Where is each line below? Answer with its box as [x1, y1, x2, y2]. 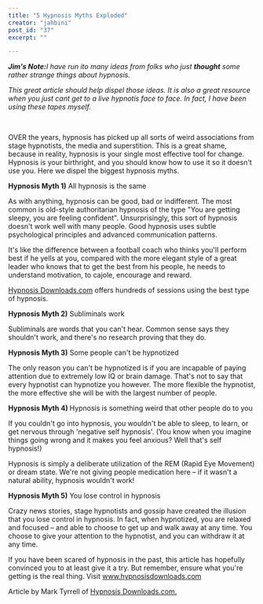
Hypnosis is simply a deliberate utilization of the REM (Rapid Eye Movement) [8, 459, 255, 469]
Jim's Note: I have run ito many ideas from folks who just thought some [8, 62, 241, 72]
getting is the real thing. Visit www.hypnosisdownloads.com [8, 572, 202, 581]
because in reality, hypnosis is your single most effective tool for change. [8, 149, 245, 159]
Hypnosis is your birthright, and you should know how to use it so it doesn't [8, 158, 253, 168]
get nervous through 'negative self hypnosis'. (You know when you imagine [8, 427, 252, 436]
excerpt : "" [8, 33, 47, 42]
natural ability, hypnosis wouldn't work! [8, 476, 135, 485]
